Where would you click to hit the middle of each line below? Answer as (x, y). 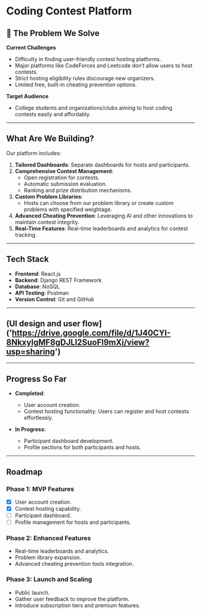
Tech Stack (28, 259)
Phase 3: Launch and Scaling (49, 580)
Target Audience (28, 96)
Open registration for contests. (62, 177)
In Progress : (30, 429)
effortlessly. (38, 418)
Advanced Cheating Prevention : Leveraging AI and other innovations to (104, 215)
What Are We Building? (50, 139)
